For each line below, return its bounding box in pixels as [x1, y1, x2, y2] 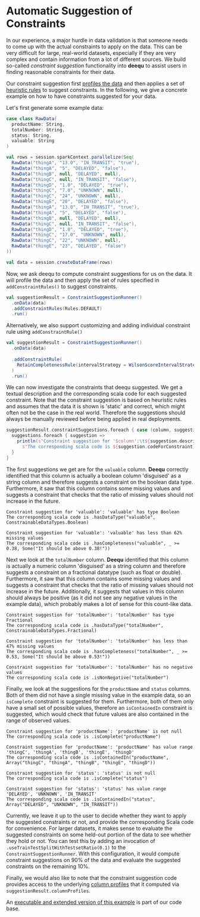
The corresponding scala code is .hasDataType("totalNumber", [6, 622, 164, 628]
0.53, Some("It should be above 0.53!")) [6, 654, 111, 660]
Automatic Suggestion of [6, 4, 133, 18]
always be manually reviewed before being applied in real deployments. [6, 416, 182, 423]
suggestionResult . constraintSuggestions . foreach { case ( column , [6, 427, 171, 433]
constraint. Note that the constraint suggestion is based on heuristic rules [6, 396, 186, 404]
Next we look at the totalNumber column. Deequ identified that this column [6, 556, 189, 563]
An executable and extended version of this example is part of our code [6, 898, 182, 906]
